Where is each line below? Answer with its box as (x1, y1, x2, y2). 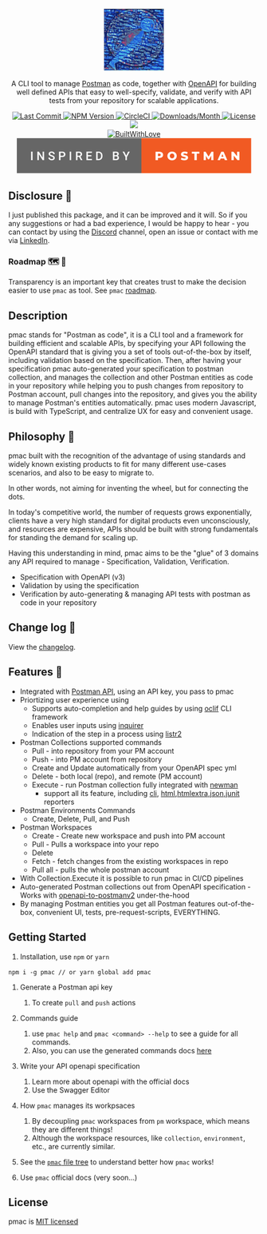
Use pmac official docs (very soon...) (19, 1172, 138, 1182)
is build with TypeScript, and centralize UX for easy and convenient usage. (8, 407, 253, 416)
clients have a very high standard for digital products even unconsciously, (8, 516, 251, 526)
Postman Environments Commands (19, 805, 135, 815)
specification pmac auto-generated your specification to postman (8, 364, 225, 374)
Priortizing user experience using (19, 695, 129, 704)
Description (8, 308, 68, 322)
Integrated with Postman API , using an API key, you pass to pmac (19, 687, 234, 696)
